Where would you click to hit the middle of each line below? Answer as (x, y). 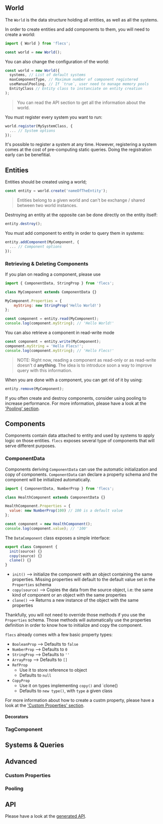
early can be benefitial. (28, 155)
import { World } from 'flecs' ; (38, 43)
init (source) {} (26, 551)
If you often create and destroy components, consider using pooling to (76, 398)
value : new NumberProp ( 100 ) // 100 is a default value (66, 511)
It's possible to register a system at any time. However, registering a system (81, 144)
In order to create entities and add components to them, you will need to (77, 29)
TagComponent (24, 729)
